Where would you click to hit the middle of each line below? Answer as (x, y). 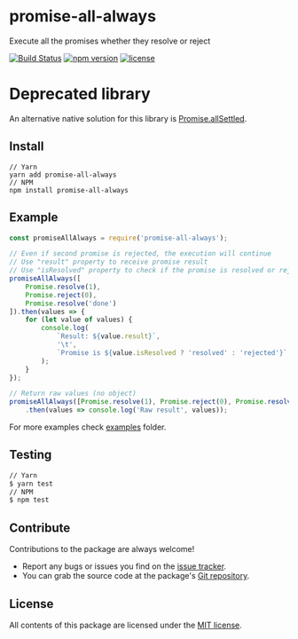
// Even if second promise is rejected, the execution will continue (141, 254)
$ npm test (29, 500)
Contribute (40, 528)
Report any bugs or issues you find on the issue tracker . (124, 566)
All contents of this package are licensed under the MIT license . (125, 625)
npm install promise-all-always (69, 190)
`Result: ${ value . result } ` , (109, 336)
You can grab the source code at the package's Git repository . (136, 576)
